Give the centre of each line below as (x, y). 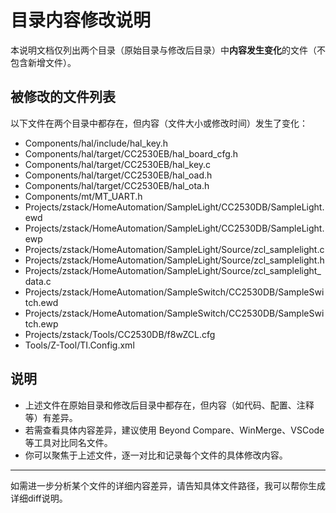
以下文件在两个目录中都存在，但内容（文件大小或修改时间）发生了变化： (159, 123)
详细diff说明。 (39, 498)
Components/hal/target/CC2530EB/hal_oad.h (118, 175)
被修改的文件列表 (63, 97)
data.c (38, 281)
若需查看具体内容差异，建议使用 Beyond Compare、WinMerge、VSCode (174, 430)
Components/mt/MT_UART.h (83, 196)
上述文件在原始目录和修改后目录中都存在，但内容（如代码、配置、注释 (169, 405)
